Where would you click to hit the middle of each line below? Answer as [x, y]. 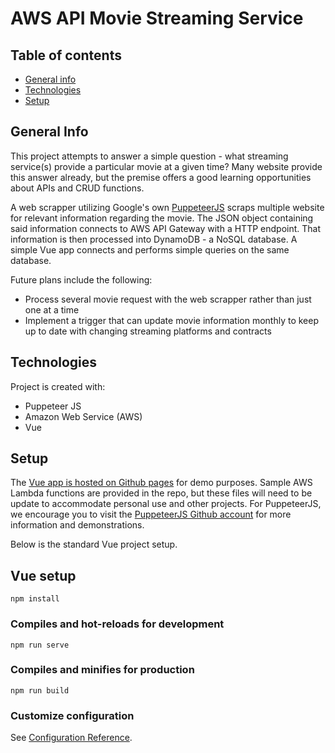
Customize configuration [72, 715]
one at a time [52, 309]
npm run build [40, 690]
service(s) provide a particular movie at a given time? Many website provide [166, 166]
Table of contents [66, 55]
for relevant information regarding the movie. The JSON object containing [162, 218]
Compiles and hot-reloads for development [117, 624]
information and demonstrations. [77, 525]
